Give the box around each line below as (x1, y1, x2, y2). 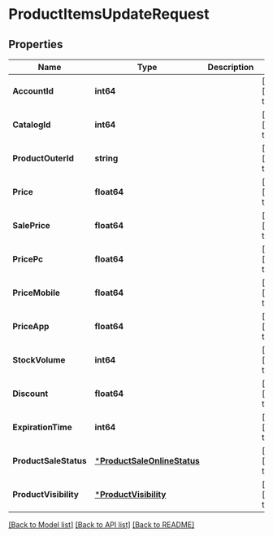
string (94, 152, 119, 164)
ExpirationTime (12, 421, 72, 433)
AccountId (12, 86, 54, 96)
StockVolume (12, 354, 66, 365)
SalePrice (12, 220, 50, 231)
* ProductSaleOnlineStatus (94, 456, 201, 466)
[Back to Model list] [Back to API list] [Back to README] (8, 520, 195, 530)
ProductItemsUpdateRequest (8, 5, 210, 24)
